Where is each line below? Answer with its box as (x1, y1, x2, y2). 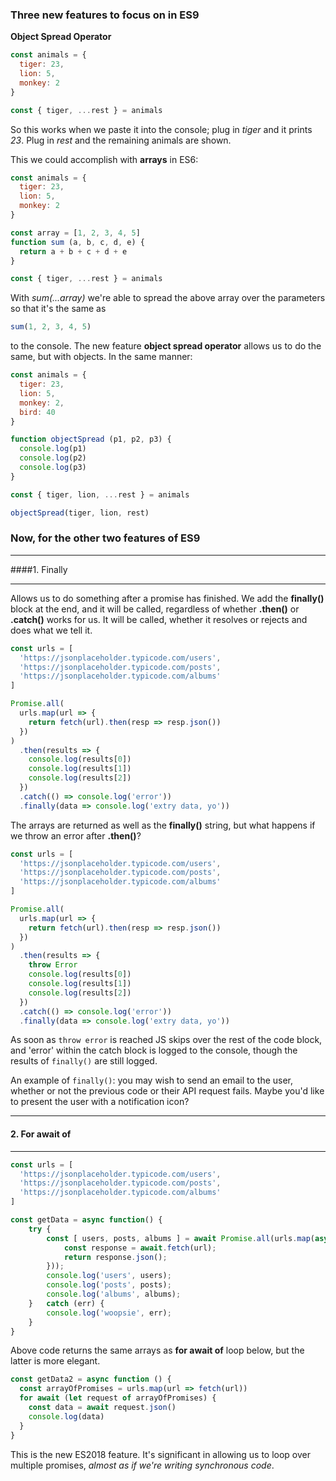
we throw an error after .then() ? (10, 829, 142, 842)
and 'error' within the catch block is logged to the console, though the (10, 1044, 298, 1057)
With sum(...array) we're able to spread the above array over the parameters (10, 292, 326, 304)
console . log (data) (28, 1411, 105, 1422)
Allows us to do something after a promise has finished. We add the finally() (10, 592, 325, 604)
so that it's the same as (10, 303, 107, 315)
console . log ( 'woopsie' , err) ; (46, 1308, 172, 1318)
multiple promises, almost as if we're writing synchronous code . (10, 1459, 275, 1471)
